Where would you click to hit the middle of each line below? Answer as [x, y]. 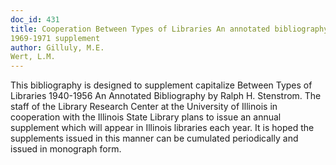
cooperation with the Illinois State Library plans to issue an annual [146, 117]
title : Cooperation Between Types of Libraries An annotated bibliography [169, 29]
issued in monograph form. [66, 149]
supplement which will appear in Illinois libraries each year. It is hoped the [162, 128]
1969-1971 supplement [55, 38]
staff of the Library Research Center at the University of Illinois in [144, 107]
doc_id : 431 [35, 19]
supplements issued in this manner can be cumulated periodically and [154, 138]
